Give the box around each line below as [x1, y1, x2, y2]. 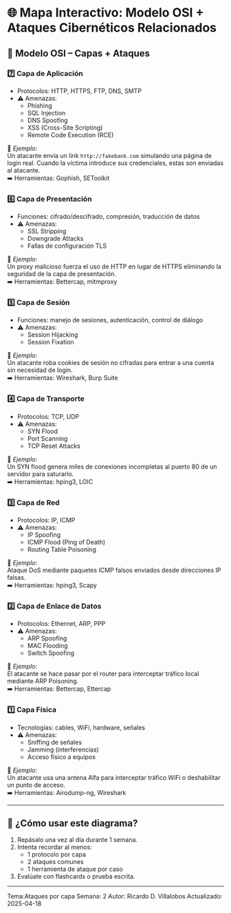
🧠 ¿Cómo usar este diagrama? [7, 818, 138, 829]
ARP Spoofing [27, 634, 67, 642]
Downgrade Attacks [27, 235, 84, 243]
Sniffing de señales [27, 738, 82, 746]
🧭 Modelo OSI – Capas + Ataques [7, 47, 150, 59]
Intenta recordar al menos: [16, 843, 93, 852]
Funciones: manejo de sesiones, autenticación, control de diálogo [16, 316, 203, 324]
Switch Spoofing [27, 649, 74, 657]
